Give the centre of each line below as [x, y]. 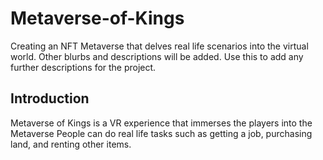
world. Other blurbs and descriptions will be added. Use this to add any [157, 56]
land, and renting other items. [71, 144]
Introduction [50, 98]
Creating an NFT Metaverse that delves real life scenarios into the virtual [159, 46]
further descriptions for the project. [83, 67]
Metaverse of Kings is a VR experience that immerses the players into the [161, 123]
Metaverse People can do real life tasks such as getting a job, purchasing [161, 133]
